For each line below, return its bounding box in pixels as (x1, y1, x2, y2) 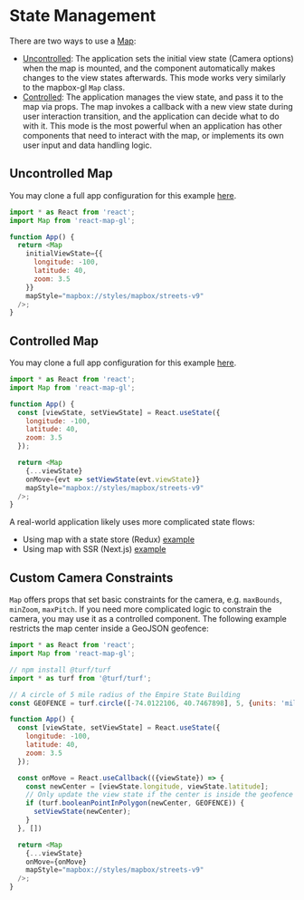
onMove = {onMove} (25, 857, 88, 866)
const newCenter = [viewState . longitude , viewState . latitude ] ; (25, 781, 270, 791)
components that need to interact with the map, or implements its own (22, 130, 285, 140)
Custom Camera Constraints (9, 570, 174, 585)
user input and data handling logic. (22, 140, 152, 150)
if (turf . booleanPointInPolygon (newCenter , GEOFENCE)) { (25, 798, 245, 808)
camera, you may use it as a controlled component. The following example (9, 614, 288, 624)
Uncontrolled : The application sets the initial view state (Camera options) (22, 53, 294, 63)
